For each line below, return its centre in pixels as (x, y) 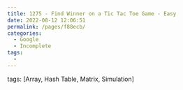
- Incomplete (32, 46)
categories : (24, 33)
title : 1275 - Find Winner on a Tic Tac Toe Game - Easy (92, 14)
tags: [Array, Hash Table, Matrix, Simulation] (71, 79)
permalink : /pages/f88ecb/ (46, 27)
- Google (26, 40)
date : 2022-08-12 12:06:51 (46, 20)
